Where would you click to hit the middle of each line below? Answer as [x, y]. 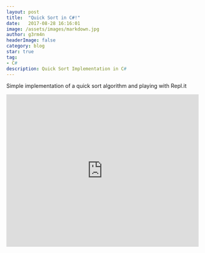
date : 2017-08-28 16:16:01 [43, 23]
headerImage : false [31, 40]
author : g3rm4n [26, 35]
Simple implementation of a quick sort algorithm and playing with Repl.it [97, 86]
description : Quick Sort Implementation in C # [67, 69]
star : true [20, 52]
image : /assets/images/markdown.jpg [53, 29]
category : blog [26, 46]
